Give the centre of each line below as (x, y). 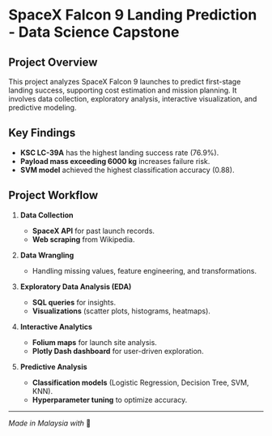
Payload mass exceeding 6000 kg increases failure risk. (115, 161)
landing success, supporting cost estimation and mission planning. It (123, 90)
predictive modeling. (42, 108)
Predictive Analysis (53, 366)
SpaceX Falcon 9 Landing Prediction (133, 15)
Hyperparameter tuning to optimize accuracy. (110, 399)
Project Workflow (53, 195)
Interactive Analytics (56, 326)
